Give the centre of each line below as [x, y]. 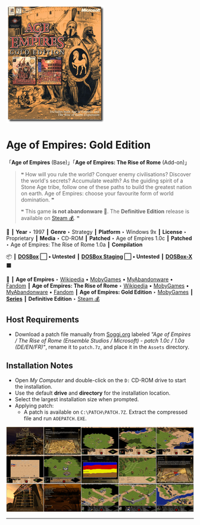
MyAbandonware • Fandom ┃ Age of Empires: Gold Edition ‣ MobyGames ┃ [100, 292]
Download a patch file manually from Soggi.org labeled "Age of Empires [103, 334]
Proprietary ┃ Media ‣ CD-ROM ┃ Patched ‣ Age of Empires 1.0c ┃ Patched [99, 238]
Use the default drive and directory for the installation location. [93, 393]
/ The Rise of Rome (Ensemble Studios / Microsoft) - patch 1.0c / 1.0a [99, 340]
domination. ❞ [37, 200]
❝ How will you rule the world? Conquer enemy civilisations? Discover [106, 174]
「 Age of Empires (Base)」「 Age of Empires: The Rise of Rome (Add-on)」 [98, 162]
